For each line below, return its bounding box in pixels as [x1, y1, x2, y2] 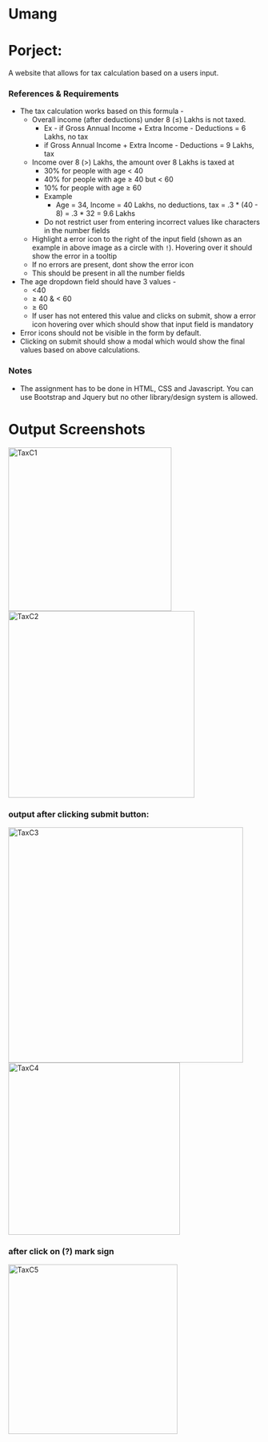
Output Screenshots [8, 420, 146, 438]
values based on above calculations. [19, 345, 141, 355]
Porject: [8, 42, 62, 60]
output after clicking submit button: [8, 809, 150, 820]
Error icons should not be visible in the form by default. [19, 328, 202, 338]
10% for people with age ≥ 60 [43, 183, 142, 193]
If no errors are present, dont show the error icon [31, 260, 194, 270]
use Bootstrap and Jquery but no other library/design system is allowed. [19, 392, 258, 401]
